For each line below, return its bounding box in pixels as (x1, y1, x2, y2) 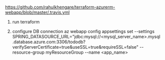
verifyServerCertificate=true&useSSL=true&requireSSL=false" (12, 44, 139, 50)
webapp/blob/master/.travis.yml (5, 9, 70, 15)
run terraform (12, 19, 40, 25)
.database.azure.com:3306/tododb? (12, 39, 86, 45)
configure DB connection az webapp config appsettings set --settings (12, 29, 155, 34)
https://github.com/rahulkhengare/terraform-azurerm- (5, 4, 115, 10)
